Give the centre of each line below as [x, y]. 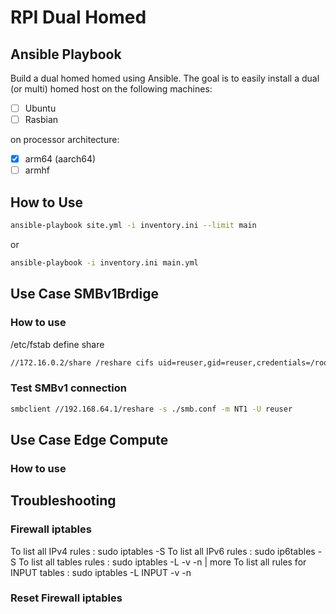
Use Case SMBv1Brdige [85, 294]
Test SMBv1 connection [68, 388]
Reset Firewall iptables [66, 598]
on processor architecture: [65, 140]
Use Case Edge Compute [89, 439]
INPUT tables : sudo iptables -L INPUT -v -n [101, 572]
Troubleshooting [63, 501]
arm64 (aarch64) [60, 159]
